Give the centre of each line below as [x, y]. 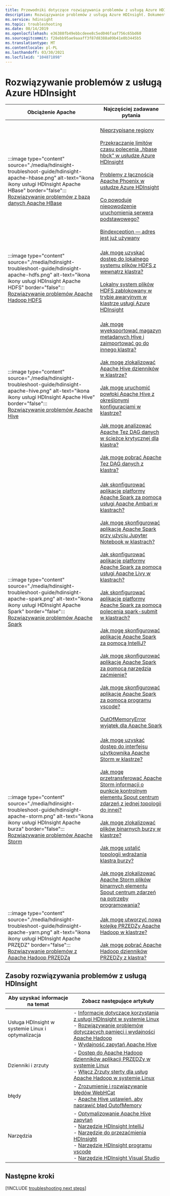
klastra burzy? [117, 861]
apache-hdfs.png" [30, 275]
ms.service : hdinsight [29, 19]
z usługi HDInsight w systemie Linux [116, 1019]
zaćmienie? [114, 675]
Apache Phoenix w [122, 181]
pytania [131, 116]
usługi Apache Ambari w [129, 504]
